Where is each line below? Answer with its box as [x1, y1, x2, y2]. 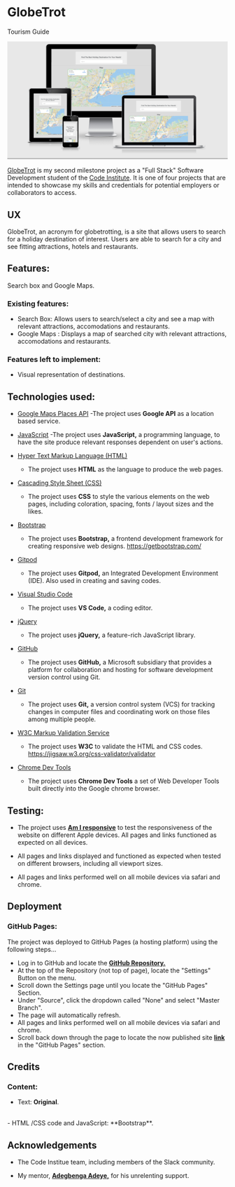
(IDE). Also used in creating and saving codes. [27, 577, 162, 585]
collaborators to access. [7, 189, 77, 197]
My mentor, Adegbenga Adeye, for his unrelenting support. [17, 1172, 190, 1180]
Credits [7, 1061, 41, 1073]
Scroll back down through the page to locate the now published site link [17, 1033, 225, 1042]
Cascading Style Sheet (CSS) [17, 478, 102, 488]
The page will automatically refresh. [17, 1011, 121, 1019]
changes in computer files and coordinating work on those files [27, 708, 211, 716]
